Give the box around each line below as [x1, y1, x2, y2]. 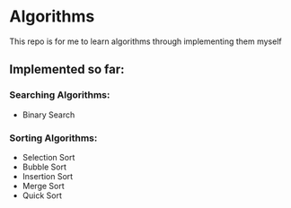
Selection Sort [22, 152, 75, 162]
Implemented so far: [9, 62, 125, 77]
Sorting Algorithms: [9, 132, 98, 144]
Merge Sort [22, 180, 65, 191]
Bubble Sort [22, 161, 67, 172]
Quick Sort [22, 190, 63, 201]
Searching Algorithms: [9, 89, 110, 101]
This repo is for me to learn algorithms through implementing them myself [9, 36, 282, 47]
